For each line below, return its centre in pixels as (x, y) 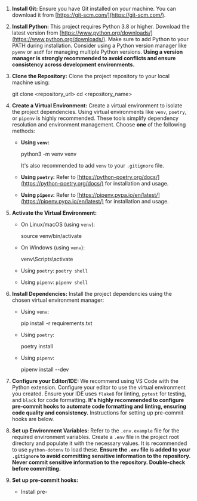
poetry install (37, 346)
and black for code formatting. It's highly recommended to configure (98, 400)
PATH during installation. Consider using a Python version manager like (99, 45)
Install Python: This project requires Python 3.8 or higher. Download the (101, 27)
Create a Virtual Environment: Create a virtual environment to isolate (97, 106)
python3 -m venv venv (49, 154)
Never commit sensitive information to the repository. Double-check (98, 462)
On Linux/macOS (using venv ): (58, 224)
